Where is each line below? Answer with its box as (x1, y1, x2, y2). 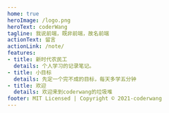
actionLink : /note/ (7, 43, 65, 50)
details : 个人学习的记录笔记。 (13, 62, 95, 69)
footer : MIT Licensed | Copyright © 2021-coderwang (7, 95, 162, 102)
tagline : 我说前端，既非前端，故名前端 (7, 29, 109, 37)
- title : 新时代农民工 (7, 56, 68, 63)
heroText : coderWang (7, 23, 68, 30)
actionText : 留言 (7, 36, 56, 44)
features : (7, 50, 37, 57)
